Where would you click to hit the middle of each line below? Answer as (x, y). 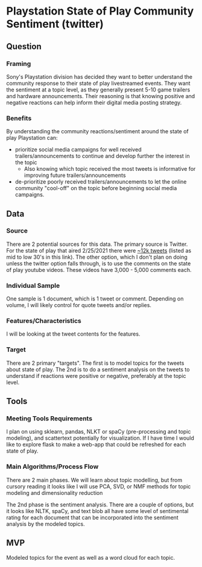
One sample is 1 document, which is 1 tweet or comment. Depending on (95, 299)
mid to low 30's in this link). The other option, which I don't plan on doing (97, 257)
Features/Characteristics (44, 321)
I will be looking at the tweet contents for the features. (73, 334)
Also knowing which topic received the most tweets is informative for (110, 169)
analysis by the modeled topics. (46, 524)
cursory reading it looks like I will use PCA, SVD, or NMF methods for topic (99, 486)
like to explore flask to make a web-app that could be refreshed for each (96, 445)
